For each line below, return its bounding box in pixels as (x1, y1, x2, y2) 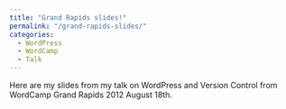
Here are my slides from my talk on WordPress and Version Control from (9, 80, 278, 90)
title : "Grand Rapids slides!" (9, 13, 127, 23)
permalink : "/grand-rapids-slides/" (9, 22, 147, 31)
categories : (9, 30, 54, 39)
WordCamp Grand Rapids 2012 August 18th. (9, 89, 173, 100)
